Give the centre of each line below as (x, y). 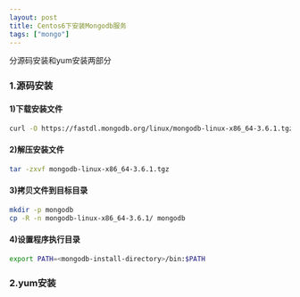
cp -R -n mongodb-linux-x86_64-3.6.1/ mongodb (97, 218)
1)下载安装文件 (36, 109)
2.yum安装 (33, 284)
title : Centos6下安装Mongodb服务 (68, 26)
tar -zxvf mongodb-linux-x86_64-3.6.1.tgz (89, 169)
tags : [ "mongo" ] (39, 34)
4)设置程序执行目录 (45, 239)
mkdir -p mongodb (42, 210)
